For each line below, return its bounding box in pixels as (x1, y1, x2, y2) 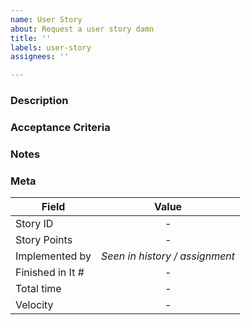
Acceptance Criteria (10, 120, 111, 134)
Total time (15, 282, 62, 296)
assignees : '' (10, 52, 70, 62)
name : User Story (10, 14, 83, 25)
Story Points (15, 233, 73, 247)
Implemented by (15, 249, 92, 263)
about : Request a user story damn (10, 24, 155, 34)
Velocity (15, 298, 54, 312)
